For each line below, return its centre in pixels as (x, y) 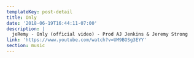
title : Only (21, 18)
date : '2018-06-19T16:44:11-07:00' (52, 23)
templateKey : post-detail (39, 12)
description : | (26, 29)
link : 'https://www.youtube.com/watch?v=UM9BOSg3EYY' (77, 40)
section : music (26, 46)
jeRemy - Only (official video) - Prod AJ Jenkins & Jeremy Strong (100, 34)
